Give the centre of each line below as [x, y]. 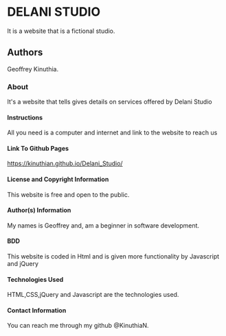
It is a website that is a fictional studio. [61, 31]
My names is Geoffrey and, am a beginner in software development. [103, 225]
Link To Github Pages [38, 148]
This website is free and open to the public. [68, 194]
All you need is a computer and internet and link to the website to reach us [112, 133]
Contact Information [37, 310]
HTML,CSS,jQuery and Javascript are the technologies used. [93, 295]
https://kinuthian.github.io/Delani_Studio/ [65, 164]
